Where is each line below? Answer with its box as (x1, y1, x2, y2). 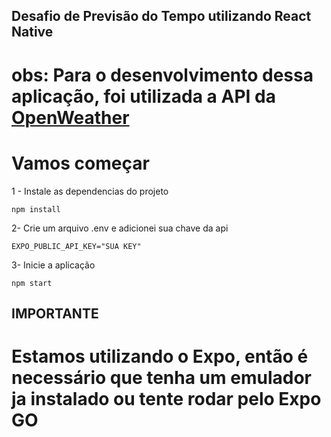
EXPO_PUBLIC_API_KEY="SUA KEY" (11, 241, 142, 251)
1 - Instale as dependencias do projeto (11, 185, 169, 197)
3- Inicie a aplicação (11, 259, 96, 271)
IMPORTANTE (11, 305, 99, 322)
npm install (11, 204, 61, 214)
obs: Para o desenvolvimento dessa (11, 64, 314, 86)
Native (11, 24, 54, 41)
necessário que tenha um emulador (11, 367, 312, 389)
